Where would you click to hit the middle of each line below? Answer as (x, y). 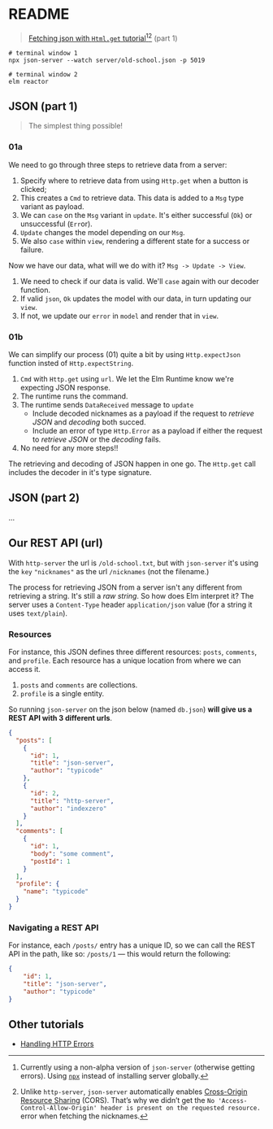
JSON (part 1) (43, 106)
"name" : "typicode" (56, 891)
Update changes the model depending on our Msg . (102, 232)
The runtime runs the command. (74, 396)
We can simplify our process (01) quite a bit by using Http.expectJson (125, 354)
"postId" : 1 (50, 861)
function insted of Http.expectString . (71, 363)
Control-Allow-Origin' (58, 1108)
